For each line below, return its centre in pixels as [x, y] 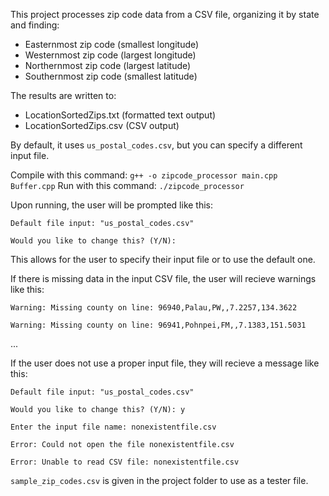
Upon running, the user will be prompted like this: [112, 205]
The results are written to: [63, 95]
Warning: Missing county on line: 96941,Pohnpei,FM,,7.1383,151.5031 [158, 325]
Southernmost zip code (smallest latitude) [111, 76]
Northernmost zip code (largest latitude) [108, 65]
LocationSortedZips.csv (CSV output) [102, 125]
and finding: [35, 25]
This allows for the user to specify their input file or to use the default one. [163, 259]
